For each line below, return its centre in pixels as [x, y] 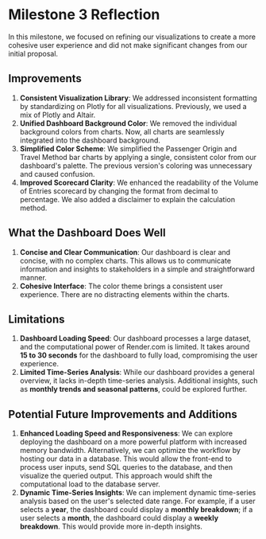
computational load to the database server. [90, 484]
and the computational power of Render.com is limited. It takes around [135, 347]
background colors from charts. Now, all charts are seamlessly [122, 131]
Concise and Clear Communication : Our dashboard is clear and [125, 252]
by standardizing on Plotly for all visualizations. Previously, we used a [133, 106]
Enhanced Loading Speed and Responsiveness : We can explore [126, 434]
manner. [33, 277]
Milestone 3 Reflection [84, 15]
